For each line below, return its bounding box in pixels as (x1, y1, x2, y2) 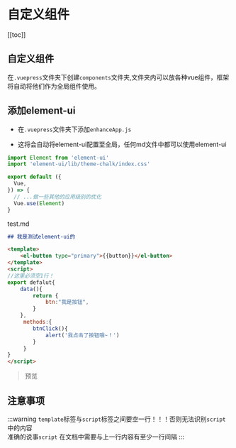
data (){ (20, 285, 43, 293)
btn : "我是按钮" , (45, 299, 89, 306)
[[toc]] (7, 30, 26, 39)
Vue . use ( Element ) (13, 200, 65, 207)
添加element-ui (7, 104, 76, 117)
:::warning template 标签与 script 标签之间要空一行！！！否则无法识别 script (7, 415, 226, 423)
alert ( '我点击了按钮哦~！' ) (45, 332, 120, 339)
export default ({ (7, 173, 62, 181)
